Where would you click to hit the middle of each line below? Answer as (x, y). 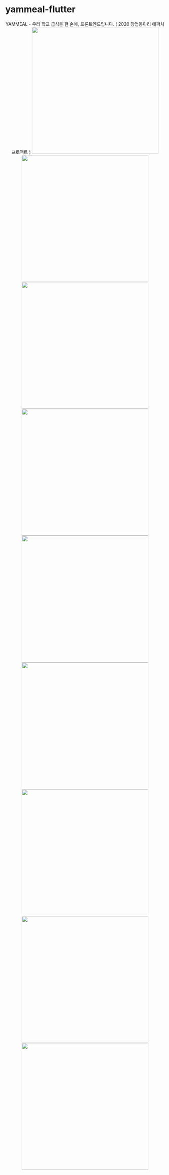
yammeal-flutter (40, 9)
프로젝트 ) (21, 152)
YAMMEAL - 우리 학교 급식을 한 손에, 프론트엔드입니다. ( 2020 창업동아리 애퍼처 (85, 24)
